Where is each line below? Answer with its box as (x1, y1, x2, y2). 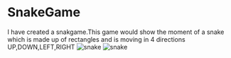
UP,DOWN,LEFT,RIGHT (7, 42, 75, 51)
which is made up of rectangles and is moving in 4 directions (7, 35, 186, 43)
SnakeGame (7, 4, 80, 21)
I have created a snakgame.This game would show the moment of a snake (7, 28, 225, 36)
